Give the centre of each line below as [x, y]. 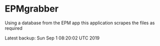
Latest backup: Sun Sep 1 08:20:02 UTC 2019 [52, 38]
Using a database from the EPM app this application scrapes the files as [80, 23]
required [14, 28]
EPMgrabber [32, 9]
